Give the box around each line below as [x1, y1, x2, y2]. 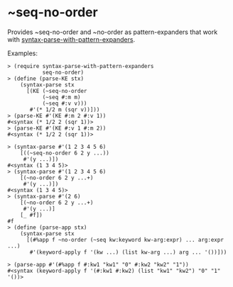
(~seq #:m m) [42, 94, 81, 101]
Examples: [7, 49, 38, 57]
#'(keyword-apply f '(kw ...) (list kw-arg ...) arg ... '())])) [29, 249, 227, 256]
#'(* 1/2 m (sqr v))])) [29, 106, 100, 113]
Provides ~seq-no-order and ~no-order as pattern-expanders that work [7, 28, 218, 36]
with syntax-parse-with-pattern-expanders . [7, 35, 136, 43]
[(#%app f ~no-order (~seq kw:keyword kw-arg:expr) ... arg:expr [26, 236, 224, 243]
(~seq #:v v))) [42, 100, 87, 107]
